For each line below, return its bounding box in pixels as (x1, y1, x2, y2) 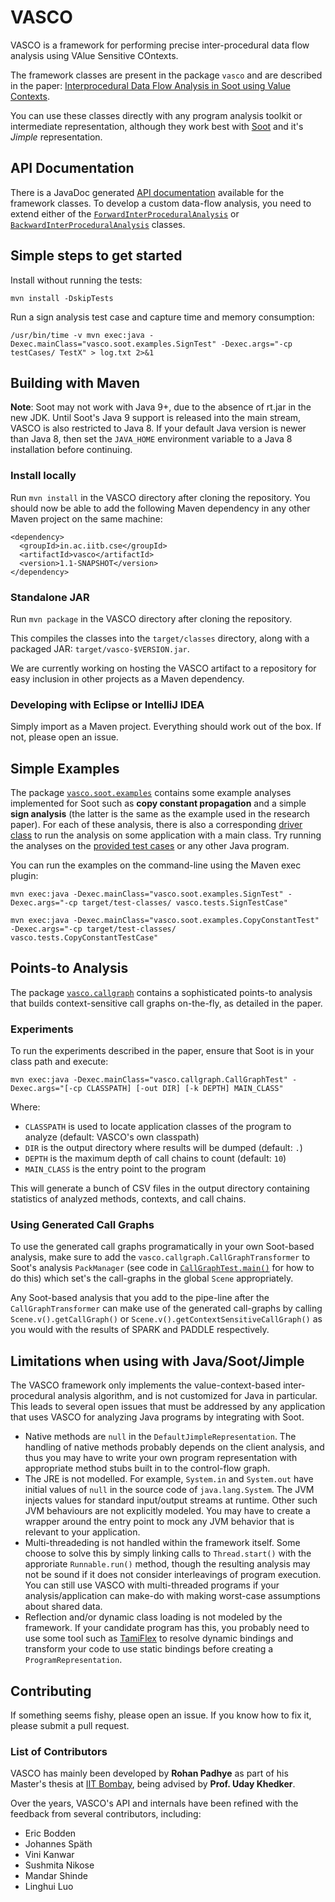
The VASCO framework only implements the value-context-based (10, 1379, 282, 1391)
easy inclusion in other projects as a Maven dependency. (10, 672, 245, 685)
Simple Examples (10, 760, 120, 777)
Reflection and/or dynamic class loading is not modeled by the (24, 1611, 283, 1623)
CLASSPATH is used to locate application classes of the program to (24, 1121, 292, 1133)
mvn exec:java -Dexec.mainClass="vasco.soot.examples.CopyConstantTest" (10, 916, 320, 926)
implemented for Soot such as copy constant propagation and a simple (10, 797, 307, 810)
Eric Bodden (24, 1827, 77, 1840)
